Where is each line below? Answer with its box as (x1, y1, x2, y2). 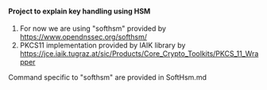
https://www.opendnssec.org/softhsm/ (19, 32, 148, 42)
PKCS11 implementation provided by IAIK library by (19, 40, 186, 51)
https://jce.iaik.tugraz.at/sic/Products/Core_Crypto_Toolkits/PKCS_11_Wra (19, 49, 259, 58)
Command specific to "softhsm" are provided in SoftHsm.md (8, 73, 207, 82)
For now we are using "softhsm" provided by (19, 24, 167, 33)
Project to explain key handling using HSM (8, 6, 151, 16)
